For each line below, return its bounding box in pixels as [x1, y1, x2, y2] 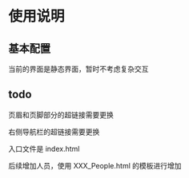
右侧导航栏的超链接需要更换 [8, 127, 100, 136]
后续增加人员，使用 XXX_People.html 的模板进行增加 [8, 160, 182, 170]
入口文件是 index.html [8, 144, 80, 153]
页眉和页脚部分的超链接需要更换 [8, 109, 114, 120]
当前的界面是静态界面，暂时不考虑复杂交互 [8, 65, 149, 73]
